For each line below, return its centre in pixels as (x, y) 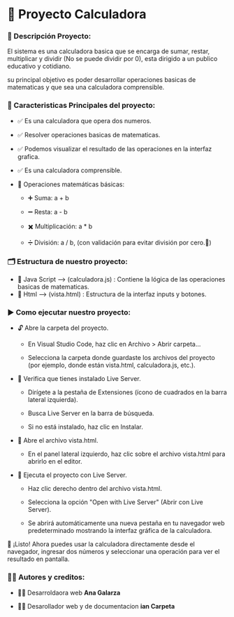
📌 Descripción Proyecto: (49, 36)
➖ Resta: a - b (47, 212)
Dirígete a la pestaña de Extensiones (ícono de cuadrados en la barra (127, 392)
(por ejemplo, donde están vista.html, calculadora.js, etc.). (111, 365)
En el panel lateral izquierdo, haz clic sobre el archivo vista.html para (126, 454)
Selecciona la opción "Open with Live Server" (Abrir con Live (116, 502)
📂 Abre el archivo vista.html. (58, 441)
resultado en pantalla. (38, 559)
